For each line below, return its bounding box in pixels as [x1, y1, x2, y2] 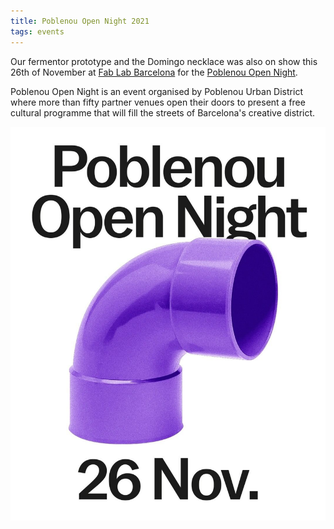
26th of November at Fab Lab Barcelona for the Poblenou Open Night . [10, 66, 298, 78]
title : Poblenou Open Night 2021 [10, 16, 150, 26]
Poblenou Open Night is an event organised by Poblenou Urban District [10, 85, 303, 97]
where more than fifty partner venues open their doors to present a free [10, 96, 306, 108]
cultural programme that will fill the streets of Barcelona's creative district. [10, 106, 316, 119]
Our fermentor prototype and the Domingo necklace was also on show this [10, 55, 318, 67]
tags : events [10, 26, 65, 37]
